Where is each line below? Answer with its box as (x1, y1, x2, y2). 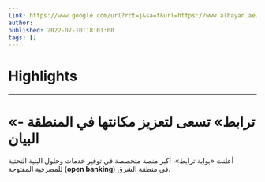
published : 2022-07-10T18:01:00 (8, 26, 114, 34)
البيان (8, 130, 39, 148)
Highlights (8, 68, 77, 85)
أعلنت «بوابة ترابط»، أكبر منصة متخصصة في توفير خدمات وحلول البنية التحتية (8, 156, 234, 165)
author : (8, 19, 34, 27)
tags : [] (8, 33, 37, 42)
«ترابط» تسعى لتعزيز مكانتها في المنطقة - (8, 113, 256, 131)
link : (8, 11, 26, 20)
